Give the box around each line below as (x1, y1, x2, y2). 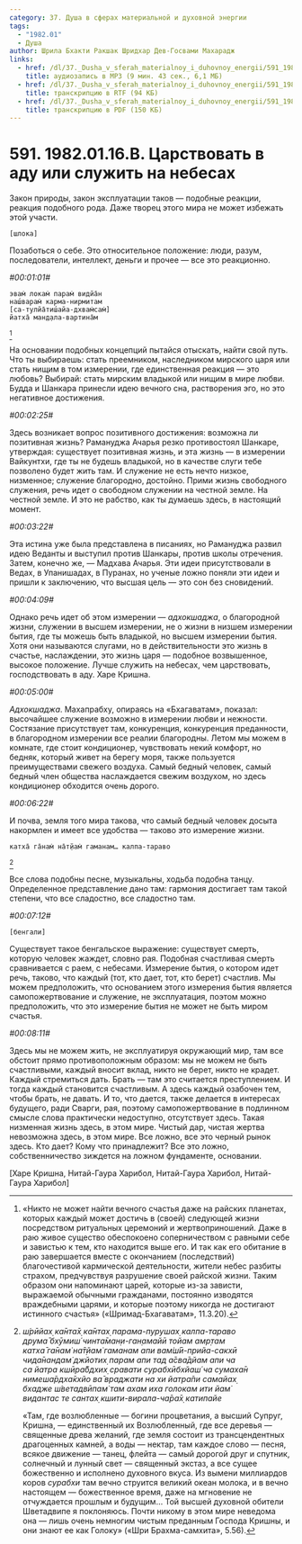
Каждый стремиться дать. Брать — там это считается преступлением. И (9, 1074, 291, 1085)
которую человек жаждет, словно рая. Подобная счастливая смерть (9, 953, 276, 964)
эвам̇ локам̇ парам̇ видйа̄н (9, 290, 102, 299)
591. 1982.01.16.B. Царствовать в (9, 144, 265, 165)
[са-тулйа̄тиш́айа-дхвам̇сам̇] (9, 305, 111, 315)
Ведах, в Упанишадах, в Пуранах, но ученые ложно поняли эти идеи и (9, 568, 280, 579)
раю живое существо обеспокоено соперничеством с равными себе (22, 1232, 290, 1243)
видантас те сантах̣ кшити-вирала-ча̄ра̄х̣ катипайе (22, 1393, 222, 1404)
